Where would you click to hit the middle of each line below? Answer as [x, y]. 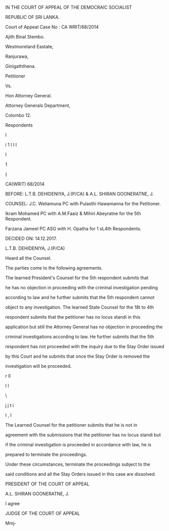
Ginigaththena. [20, 66]
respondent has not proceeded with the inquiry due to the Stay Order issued [85, 346]
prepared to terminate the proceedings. [46, 454]
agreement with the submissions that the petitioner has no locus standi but [83, 435]
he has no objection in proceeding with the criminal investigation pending [82, 288]
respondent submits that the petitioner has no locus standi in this [73, 317]
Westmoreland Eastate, [29, 47]
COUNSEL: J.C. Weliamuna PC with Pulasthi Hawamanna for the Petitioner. [83, 204]
